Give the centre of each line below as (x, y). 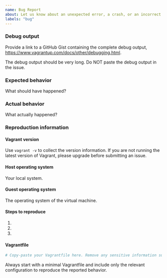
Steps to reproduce (25, 212)
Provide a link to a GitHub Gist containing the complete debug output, (76, 47)
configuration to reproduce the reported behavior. (56, 270)
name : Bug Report (23, 10)
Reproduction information (37, 128)
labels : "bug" (20, 19)
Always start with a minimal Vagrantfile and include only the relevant (75, 265)
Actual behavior (25, 104)
